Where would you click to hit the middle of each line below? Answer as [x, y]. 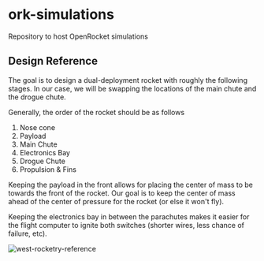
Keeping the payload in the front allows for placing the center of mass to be [131, 185]
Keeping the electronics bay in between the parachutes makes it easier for [129, 216]
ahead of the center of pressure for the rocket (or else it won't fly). [116, 201]
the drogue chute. [37, 97]
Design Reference [53, 61]
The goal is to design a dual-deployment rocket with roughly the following [128, 80]
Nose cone [37, 127]
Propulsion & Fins [48, 169]
